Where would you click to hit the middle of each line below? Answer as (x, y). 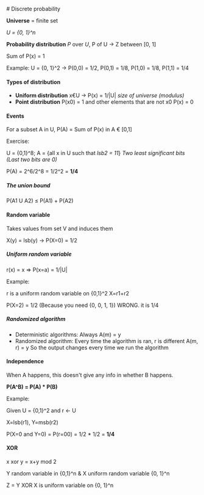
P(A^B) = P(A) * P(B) (32, 386)
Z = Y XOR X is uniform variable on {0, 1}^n (60, 485)
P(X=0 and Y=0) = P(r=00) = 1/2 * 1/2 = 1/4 (61, 434)
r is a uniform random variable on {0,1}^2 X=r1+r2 (68, 293)
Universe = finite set (32, 20)
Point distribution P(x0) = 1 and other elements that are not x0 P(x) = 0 (104, 102)
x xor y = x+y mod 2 (31, 461)
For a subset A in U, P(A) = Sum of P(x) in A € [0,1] (69, 129)
